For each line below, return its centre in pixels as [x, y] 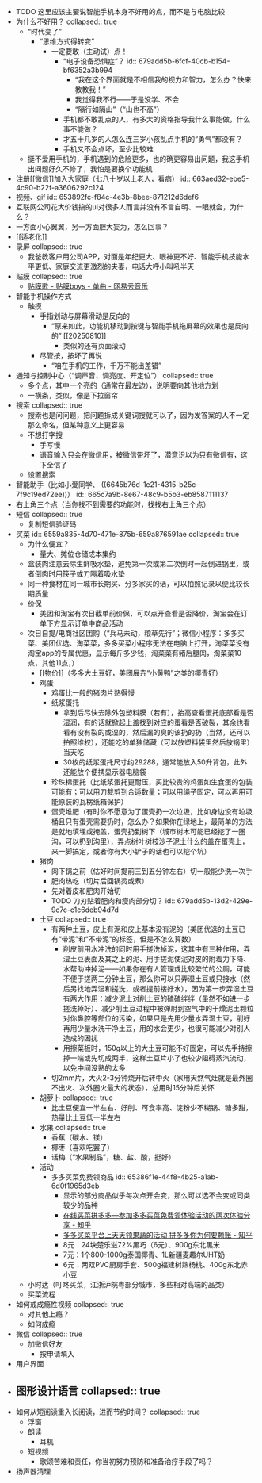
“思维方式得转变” [67, 41]
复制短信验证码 [52, 524]
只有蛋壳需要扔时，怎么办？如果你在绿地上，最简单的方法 [159, 822]
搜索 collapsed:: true [49, 405]
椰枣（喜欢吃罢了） [83, 1147]
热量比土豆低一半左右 [86, 1117]
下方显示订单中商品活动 [85, 623]
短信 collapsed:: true [49, 514]
